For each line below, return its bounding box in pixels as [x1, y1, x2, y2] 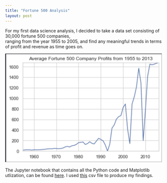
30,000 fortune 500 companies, [5, 33, 71, 39]
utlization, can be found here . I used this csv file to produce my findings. [5, 172, 154, 178]
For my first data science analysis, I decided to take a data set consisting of [5, 27, 160, 33]
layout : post [5, 13, 32, 18]
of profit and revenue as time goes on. [5, 43, 83, 49]
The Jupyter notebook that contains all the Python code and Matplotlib [5, 167, 150, 173]
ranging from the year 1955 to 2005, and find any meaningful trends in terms [5, 38, 162, 44]
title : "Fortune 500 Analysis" [5, 8, 70, 13]
